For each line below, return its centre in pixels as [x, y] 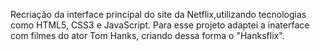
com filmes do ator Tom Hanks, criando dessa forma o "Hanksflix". [147, 35]
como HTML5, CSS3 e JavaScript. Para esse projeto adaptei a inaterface [160, 25]
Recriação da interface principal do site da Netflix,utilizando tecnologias [158, 14]
